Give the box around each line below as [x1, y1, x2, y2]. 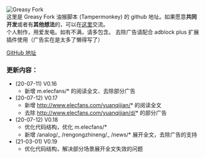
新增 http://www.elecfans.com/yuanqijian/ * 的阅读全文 [24, 102, 162, 109]
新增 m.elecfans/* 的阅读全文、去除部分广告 [24, 88, 136, 95]
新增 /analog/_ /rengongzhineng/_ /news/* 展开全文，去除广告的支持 [24, 131, 198, 138]
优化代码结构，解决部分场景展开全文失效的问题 [24, 145, 143, 152]
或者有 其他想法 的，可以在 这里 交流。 [17, 21, 109, 28]
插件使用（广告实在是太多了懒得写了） [6, 36, 103, 43]
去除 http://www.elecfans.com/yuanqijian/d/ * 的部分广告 [24, 109, 167, 116]
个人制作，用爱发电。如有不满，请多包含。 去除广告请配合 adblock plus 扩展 [6, 28, 199, 36]
